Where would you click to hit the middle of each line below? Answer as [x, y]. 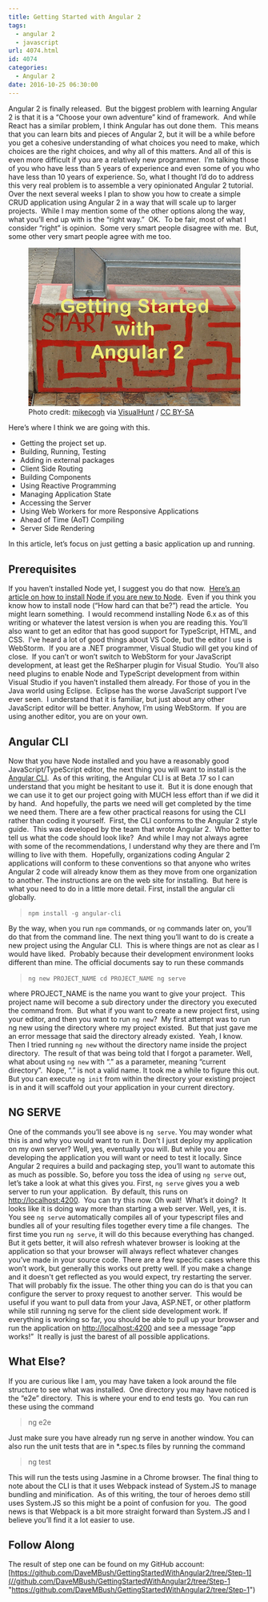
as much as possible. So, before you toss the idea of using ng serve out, [127, 1174]
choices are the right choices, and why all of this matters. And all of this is [130, 151]
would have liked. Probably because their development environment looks [131, 954]
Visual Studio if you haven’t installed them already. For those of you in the [129, 683]
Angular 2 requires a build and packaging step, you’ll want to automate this [132, 1166]
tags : [17, 25]
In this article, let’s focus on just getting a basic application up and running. [132, 544]
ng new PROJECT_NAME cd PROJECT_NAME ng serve [107, 979]
